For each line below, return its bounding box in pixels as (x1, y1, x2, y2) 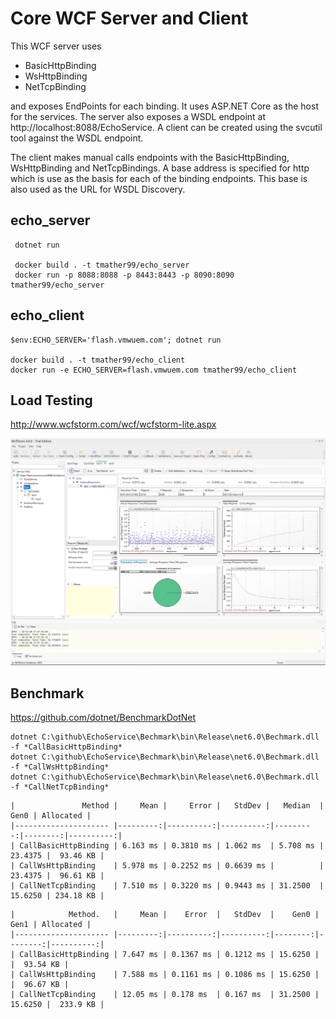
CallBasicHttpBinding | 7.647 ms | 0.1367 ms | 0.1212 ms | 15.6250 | (19, 949, 320, 959)
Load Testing (10, 392, 93, 409)
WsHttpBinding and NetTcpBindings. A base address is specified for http (10, 162, 310, 174)
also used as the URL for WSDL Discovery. (10, 183, 186, 195)
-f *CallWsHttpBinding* (10, 762, 110, 772)
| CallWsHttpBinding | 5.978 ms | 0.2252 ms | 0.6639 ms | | (10, 860, 325, 871)
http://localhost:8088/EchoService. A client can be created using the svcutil (10, 121, 323, 133)
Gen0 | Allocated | (10, 810, 92, 821)
